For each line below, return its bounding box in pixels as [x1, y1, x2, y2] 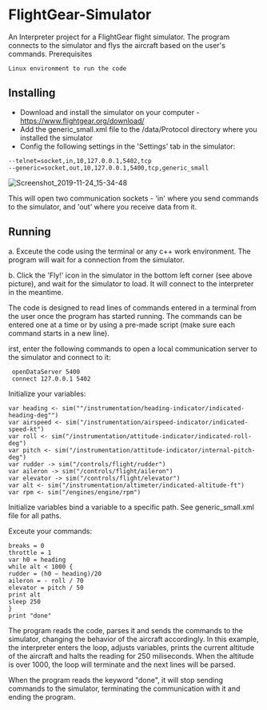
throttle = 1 [8, 548, 52, 556]
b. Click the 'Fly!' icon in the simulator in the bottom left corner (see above [8, 270, 253, 280]
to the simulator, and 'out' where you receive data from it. [8, 201, 197, 211]
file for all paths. [8, 510, 62, 521]
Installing [8, 86, 56, 100]
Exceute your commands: [8, 526, 93, 536]
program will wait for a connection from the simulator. [8, 254, 185, 265]
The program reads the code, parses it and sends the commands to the [8, 625, 244, 635]
